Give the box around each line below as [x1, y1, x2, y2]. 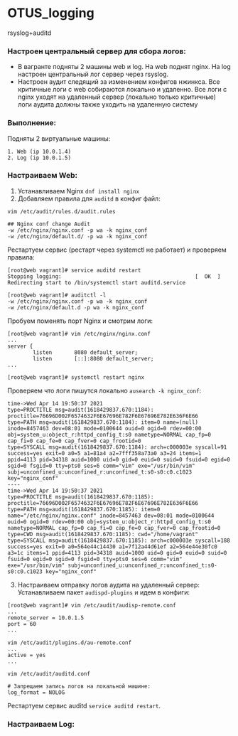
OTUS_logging [7, 5, 94, 21]
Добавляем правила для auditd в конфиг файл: [17, 194, 161, 203]
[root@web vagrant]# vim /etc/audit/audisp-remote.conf [7, 602, 176, 609]
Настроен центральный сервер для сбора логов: [7, 46, 187, 56]
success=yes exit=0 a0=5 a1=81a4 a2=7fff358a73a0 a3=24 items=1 [7, 449, 202, 457]
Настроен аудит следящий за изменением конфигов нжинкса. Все [17, 78, 220, 86]
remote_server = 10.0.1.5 [7, 614, 84, 622]
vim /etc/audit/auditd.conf [7, 670, 91, 677]
